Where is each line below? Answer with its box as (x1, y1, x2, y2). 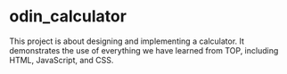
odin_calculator (9, 6, 127, 27)
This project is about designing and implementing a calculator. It (9, 36, 245, 46)
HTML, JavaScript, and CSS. (9, 54, 114, 65)
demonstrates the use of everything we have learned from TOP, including (9, 45, 279, 55)
